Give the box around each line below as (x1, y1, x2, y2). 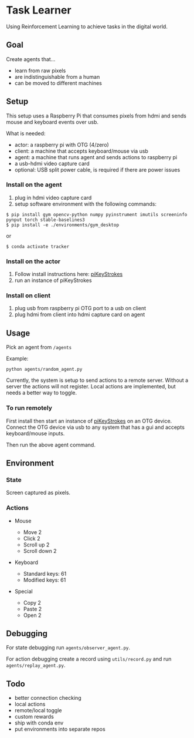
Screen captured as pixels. (6, 489, 71, 497)
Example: (6, 355, 29, 362)
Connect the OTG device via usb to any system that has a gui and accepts (6, 424, 185, 431)
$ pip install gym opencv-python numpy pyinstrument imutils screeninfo (6, 212, 188, 217)
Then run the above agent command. (6, 441, 96, 448)
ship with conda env (14, 719, 64, 726)
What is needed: (6, 130, 46, 137)
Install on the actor (6, 257, 60, 265)
